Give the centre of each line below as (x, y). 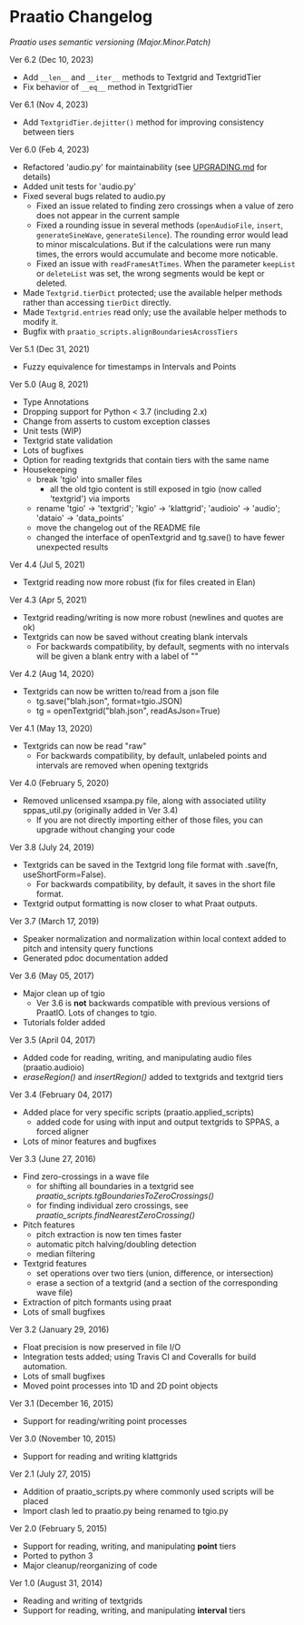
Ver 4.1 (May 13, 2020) (51, 728)
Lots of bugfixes (53, 450)
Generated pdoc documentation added (95, 958)
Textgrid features (55, 1263)
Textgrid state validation (68, 440)
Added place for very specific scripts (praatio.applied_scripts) (138, 1112)
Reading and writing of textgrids (83, 1600)
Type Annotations (55, 401)
